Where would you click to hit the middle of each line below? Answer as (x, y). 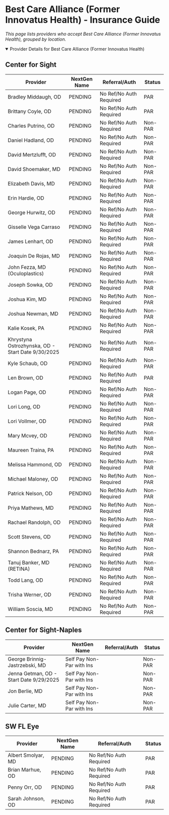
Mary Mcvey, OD (28, 435)
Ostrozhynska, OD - (31, 345)
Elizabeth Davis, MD (31, 184)
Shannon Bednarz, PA (33, 551)
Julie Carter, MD (27, 705)
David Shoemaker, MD (34, 169)
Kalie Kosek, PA (26, 328)
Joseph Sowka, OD (30, 285)
